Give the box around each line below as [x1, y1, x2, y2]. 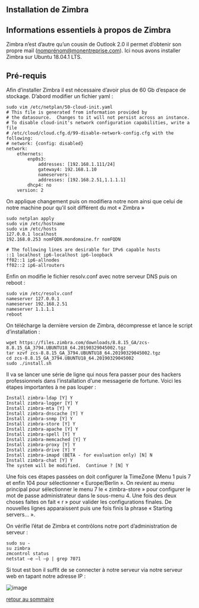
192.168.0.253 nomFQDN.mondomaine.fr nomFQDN [6, 237, 121, 242]
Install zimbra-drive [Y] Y [6, 447, 76, 453]
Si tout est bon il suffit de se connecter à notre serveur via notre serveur [6, 566, 183, 574]
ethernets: [17, 151, 44, 157]
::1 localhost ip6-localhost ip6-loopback [6, 252, 113, 258]
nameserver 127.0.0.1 [6, 296, 60, 302]
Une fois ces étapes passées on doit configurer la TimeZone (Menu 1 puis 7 [6, 473, 191, 480]
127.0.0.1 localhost [6, 231, 58, 237]
